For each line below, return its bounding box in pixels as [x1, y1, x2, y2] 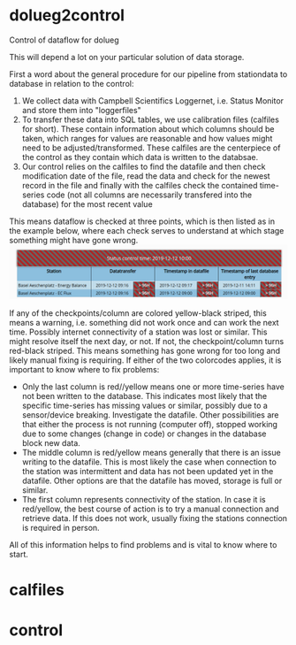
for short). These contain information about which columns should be [21, 123, 275, 134]
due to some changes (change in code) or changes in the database [21, 428, 267, 439]
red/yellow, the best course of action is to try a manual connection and [21, 503, 280, 514]
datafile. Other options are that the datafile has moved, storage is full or [21, 475, 283, 486]
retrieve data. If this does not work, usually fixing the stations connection [21, 512, 288, 523]
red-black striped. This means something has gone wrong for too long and [9, 345, 281, 356]
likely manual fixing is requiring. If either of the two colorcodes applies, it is [9, 355, 282, 365]
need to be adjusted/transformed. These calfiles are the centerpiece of [21, 142, 281, 153]
